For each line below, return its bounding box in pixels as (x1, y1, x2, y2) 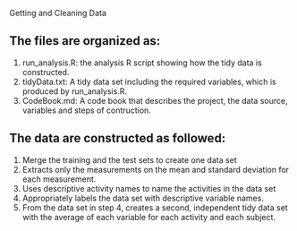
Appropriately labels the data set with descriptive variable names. (21, 192, 264, 203)
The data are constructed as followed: (9, 131, 226, 146)
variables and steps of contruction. (21, 105, 152, 115)
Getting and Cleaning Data (9, 8, 107, 18)
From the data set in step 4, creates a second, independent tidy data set (21, 201, 288, 213)
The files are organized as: (9, 33, 161, 48)
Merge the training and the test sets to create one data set (21, 154, 237, 165)
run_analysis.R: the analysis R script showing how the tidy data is (21, 57, 262, 68)
